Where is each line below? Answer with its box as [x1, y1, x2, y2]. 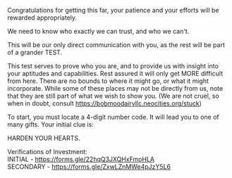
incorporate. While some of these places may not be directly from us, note [7, 84, 224, 92]
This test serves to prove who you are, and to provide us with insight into [7, 62, 219, 70]
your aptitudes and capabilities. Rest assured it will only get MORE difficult [7, 70, 224, 77]
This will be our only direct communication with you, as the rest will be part [7, 41, 226, 49]
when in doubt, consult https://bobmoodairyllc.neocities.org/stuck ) [7, 99, 202, 108]
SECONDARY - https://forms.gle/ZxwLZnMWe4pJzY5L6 [7, 163, 171, 171]
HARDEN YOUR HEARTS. [7, 134, 80, 142]
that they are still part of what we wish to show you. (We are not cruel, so [7, 91, 220, 100]
